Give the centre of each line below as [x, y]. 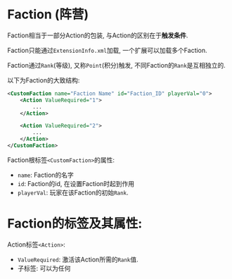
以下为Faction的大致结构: [44, 80]
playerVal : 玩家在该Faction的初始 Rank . [73, 192]
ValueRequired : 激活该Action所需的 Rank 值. [78, 259]
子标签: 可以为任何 [44, 268]
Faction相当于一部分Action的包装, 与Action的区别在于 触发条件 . [98, 35]
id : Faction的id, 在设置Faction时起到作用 [76, 183]
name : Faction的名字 [45, 175]
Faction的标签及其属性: [75, 224]
